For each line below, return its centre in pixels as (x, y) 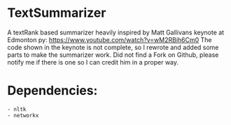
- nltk (17, 109)
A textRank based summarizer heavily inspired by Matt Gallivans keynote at (116, 32)
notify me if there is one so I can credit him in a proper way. (93, 62)
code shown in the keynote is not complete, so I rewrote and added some (113, 47)
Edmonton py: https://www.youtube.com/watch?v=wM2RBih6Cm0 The (110, 39)
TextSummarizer (57, 13)
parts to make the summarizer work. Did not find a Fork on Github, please (113, 55)
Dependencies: (52, 91)
